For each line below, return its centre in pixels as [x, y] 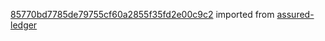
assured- [295, 14]
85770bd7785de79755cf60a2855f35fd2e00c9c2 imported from [142, 14]
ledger [24, 25]
